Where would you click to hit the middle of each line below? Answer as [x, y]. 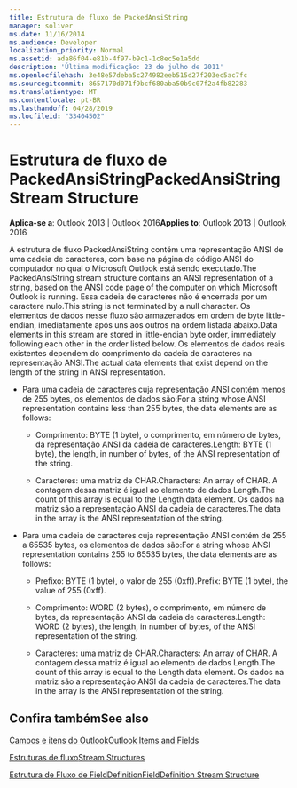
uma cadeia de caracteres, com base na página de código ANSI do [132, 259]
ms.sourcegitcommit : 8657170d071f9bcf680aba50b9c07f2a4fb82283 [129, 84]
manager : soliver [41, 26]
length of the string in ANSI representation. [87, 372]
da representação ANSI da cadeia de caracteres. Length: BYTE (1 [153, 444]
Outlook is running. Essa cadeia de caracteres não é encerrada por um [138, 297]
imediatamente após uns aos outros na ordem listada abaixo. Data [158, 325]
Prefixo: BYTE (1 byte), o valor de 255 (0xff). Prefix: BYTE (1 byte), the [162, 581]
